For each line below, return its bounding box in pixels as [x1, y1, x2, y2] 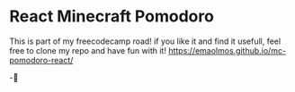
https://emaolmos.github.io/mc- [167, 45, 286, 55]
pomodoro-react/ [9, 54, 74, 65]
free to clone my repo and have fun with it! [9, 45, 166, 55]
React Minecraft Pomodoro [9, 6, 214, 27]
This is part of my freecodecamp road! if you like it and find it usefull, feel [9, 36, 282, 46]
